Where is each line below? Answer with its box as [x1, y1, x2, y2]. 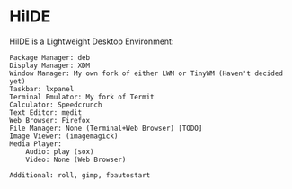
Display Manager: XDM [9, 61, 91, 70]
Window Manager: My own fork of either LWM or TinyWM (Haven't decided [9, 69, 283, 78]
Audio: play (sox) [25, 147, 94, 156]
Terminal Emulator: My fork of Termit [9, 92, 155, 101]
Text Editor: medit [9, 107, 83, 117]
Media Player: [9, 139, 63, 149]
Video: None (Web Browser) [25, 155, 127, 164]
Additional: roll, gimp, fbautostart [9, 170, 151, 180]
